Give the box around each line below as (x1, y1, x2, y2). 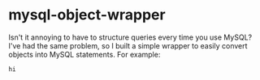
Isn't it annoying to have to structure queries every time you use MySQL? (8, 32, 253, 42)
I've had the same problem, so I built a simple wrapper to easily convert (8, 40, 248, 50)
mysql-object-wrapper (8, 6, 166, 24)
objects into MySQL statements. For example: (8, 49, 161, 59)
